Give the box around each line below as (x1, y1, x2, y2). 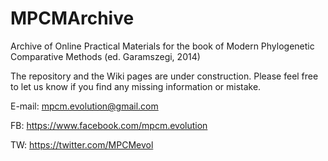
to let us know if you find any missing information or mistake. (10, 80, 262, 92)
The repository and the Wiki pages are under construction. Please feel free (10, 70, 319, 82)
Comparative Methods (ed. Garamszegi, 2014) (10, 50, 201, 62)
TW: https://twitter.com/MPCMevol (10, 138, 154, 151)
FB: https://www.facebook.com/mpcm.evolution (10, 119, 208, 131)
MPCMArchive (10, 7, 135, 30)
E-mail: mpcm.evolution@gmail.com (10, 100, 159, 112)
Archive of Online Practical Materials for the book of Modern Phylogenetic (10, 40, 315, 52)
